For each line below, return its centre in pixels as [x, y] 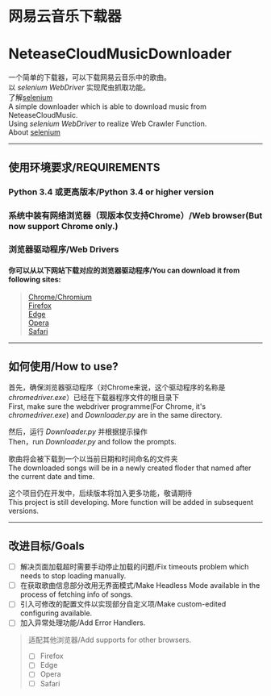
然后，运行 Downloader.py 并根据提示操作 [78, 431]
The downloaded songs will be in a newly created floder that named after [130, 468]
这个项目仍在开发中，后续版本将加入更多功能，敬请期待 [100, 494]
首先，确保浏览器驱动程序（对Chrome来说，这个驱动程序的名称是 [117, 387]
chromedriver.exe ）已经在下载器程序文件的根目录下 [94, 398]
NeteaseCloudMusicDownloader [120, 54]
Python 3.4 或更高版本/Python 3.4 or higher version [111, 192]
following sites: [35, 279]
